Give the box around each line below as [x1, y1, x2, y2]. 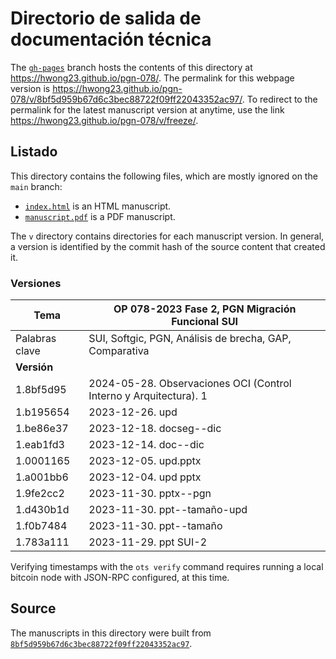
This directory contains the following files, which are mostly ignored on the [10, 170, 318, 182]
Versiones [10, 276, 62, 290]
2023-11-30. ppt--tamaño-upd [88, 503, 248, 517]
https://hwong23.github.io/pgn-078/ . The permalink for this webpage [10, 72, 295, 84]
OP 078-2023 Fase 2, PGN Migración [113, 302, 297, 316]
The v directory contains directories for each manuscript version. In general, [10, 230, 325, 242]
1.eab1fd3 [15, 438, 65, 452]
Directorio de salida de [10, 7, 202, 30]
